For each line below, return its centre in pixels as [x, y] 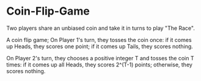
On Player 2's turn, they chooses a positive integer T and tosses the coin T [100, 58]
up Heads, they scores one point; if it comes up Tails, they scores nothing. [100, 46]
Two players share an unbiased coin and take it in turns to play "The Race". [101, 28]
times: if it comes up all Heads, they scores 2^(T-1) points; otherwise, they [99, 65]
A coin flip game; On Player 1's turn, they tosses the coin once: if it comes [99, 40]
